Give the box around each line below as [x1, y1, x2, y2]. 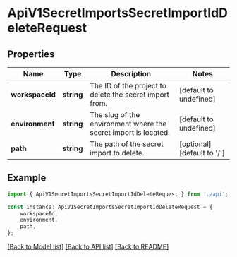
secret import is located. [90, 128, 171, 137]
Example [7, 172, 47, 184]
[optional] [178, 139, 212, 149]
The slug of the [90, 110, 140, 119]
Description [111, 69, 152, 78]
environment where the [90, 119, 167, 128]
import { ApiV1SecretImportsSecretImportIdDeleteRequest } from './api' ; [7, 191, 229, 198]
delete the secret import [90, 90, 169, 100]
